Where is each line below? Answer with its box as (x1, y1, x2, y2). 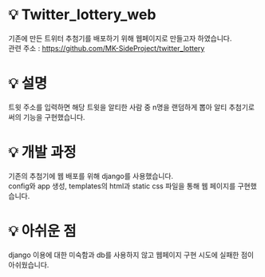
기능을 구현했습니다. (22, 112, 85, 121)
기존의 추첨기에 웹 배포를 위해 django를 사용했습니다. (8, 171, 174, 180)
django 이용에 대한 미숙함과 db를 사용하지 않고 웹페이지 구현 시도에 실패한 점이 (8, 250, 254, 259)
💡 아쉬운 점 (8, 222, 77, 240)
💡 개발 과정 (8, 144, 77, 161)
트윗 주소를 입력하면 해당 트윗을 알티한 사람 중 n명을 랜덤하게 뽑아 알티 (8, 102, 227, 112)
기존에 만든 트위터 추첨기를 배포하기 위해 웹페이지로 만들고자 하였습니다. (8, 34, 232, 43)
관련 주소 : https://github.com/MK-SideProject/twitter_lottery (8, 43, 205, 53)
